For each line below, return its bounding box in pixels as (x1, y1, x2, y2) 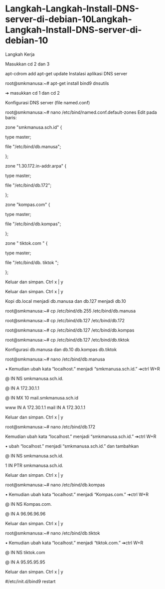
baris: (5, 114, 17, 120)
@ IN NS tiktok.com (5, 549, 46, 555)
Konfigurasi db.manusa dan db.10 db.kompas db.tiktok (5, 346, 117, 352)
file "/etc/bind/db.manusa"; (5, 143, 61, 150)
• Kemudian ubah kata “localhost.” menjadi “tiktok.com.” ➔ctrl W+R (5, 540, 144, 546)
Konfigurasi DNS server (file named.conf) (5, 99, 90, 105)
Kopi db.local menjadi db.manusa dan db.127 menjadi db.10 (5, 298, 126, 304)
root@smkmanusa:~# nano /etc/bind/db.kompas (5, 482, 105, 488)
